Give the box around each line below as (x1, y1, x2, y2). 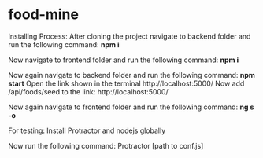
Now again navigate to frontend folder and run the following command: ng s (8, 102, 254, 112)
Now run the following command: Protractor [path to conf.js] (8, 141, 204, 150)
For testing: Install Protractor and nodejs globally (8, 126, 166, 135)
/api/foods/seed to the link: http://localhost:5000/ (8, 86, 169, 96)
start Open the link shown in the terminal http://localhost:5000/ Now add (8, 79, 245, 88)
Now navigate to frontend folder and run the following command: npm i (8, 55, 239, 64)
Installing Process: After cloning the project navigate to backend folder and (8, 31, 251, 41)
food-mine (8, 6, 79, 24)
